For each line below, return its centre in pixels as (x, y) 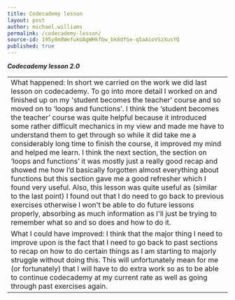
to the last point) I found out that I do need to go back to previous (117, 196)
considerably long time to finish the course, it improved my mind (116, 144)
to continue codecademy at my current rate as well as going (109, 277)
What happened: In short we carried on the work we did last (109, 83)
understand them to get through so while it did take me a (104, 135)
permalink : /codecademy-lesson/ (54, 33)
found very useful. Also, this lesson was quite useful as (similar (114, 187)
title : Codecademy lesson (45, 14)
